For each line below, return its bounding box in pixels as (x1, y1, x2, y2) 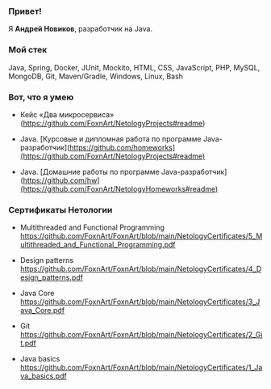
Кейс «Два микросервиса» (19, 109, 115, 119)
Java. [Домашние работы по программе (19, 167, 160, 176)
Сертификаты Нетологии (8, 204, 113, 215)
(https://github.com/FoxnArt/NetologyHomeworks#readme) (19, 184, 219, 193)
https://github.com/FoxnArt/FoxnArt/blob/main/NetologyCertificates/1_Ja (19, 362, 263, 373)
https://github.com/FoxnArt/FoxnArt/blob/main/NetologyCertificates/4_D (19, 264, 262, 274)
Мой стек (8, 44, 48, 56)
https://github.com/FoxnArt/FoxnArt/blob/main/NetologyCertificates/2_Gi (19, 330, 263, 340)
